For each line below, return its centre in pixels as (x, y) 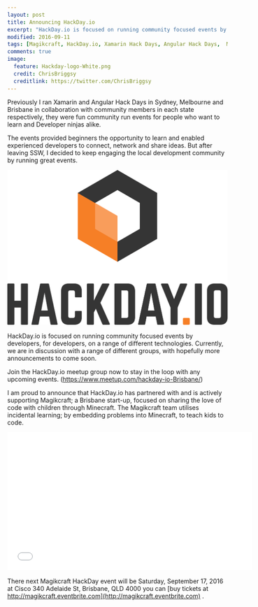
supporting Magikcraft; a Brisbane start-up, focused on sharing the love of (114, 400)
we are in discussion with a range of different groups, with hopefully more (114, 350)
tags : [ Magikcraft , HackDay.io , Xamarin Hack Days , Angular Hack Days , (114, 44)
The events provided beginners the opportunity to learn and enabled (106, 138)
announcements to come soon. (52, 358)
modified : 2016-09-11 (39, 37)
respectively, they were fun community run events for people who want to (114, 117)
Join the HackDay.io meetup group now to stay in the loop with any (104, 371)
